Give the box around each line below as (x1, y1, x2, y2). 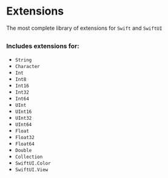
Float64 (15, 141, 35, 147)
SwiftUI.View (15, 166, 49, 173)
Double (15, 147, 32, 153)
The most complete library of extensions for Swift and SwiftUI (6, 24, 163, 32)
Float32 (15, 134, 35, 140)
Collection (15, 154, 43, 160)
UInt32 (15, 115, 32, 121)
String (15, 56, 32, 63)
